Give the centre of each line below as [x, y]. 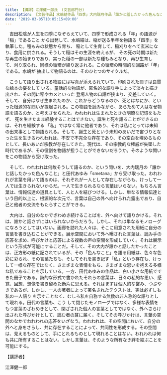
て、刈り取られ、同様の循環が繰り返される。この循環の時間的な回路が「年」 [83, 65]
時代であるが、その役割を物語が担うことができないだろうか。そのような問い [83, 151]
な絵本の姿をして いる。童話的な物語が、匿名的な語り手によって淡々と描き [82, 88]
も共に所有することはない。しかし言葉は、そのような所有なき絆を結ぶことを [83, 340]
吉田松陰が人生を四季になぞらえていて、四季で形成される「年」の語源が [83, 34]
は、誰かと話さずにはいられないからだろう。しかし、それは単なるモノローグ [83, 221]
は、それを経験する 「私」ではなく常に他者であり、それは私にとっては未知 [82, 126]
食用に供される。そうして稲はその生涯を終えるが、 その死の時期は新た [86, 52]
